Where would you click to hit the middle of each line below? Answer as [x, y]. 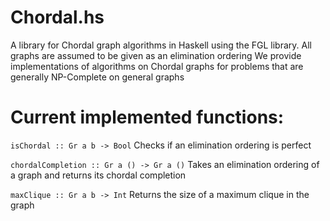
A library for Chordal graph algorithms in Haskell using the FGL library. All [161, 45]
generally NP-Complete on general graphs [97, 77]
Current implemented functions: [147, 117]
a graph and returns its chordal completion [98, 175]
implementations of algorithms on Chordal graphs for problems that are [157, 66]
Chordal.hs [57, 17]
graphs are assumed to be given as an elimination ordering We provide [156, 55]
